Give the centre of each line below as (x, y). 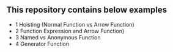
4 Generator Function (42, 44)
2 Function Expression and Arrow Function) (70, 31)
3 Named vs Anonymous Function (58, 37)
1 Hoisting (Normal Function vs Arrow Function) (75, 24)
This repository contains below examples (86, 10)
